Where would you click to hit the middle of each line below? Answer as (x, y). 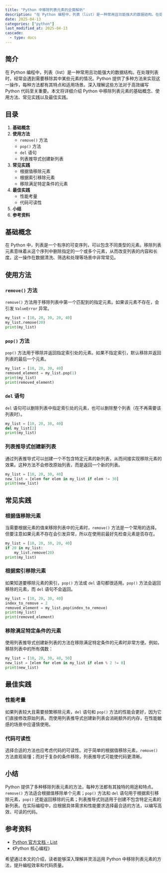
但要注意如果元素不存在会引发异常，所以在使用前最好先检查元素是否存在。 (81, 534)
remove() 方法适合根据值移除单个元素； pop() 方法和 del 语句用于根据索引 (80, 793)
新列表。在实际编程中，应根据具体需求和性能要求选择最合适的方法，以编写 (81, 806)
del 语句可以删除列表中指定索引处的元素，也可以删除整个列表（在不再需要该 (83, 408)
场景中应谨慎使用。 (33, 724)
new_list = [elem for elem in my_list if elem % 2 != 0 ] (65, 663)
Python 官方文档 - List (35, 842)
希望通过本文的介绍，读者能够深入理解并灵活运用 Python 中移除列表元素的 (81, 859)
